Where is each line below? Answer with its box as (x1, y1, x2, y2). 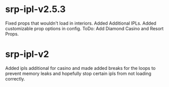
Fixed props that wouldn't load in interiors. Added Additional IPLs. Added (5, 20, 156, 26)
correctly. (5, 75, 25, 81)
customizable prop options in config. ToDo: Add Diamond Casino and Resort (5, 25, 164, 31)
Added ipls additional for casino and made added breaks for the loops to (5, 65, 156, 71)
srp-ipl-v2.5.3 (5, 4, 66, 15)
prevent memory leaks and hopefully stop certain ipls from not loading (5, 70, 151, 76)
